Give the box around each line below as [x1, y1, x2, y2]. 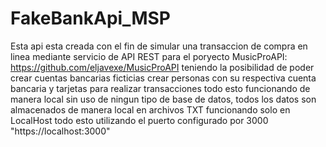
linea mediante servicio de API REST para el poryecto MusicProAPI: [10, 50, 288, 62]
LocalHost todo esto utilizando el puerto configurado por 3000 [10, 114, 269, 126]
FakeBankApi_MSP [10, 7, 171, 30]
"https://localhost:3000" [10, 125, 111, 137]
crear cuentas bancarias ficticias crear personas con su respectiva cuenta [10, 72, 317, 84]
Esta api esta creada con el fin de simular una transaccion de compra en [10, 40, 308, 52]
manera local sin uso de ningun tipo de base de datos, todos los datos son [10, 93, 317, 105]
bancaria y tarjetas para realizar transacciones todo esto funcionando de [10, 82, 311, 94]
